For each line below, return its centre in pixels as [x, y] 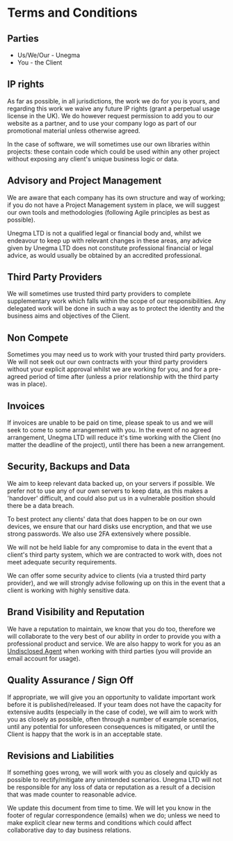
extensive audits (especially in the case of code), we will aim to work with [112, 712]
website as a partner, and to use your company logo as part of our [102, 123]
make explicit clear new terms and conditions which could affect [99, 823]
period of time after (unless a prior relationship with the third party [124, 377]
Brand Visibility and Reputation [76, 612]
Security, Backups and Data [69, 467]
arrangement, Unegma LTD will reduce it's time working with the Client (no [114, 438]
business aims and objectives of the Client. [69, 316]
